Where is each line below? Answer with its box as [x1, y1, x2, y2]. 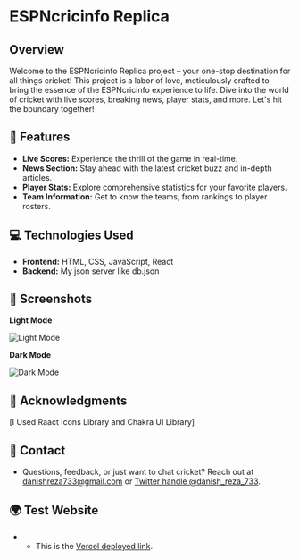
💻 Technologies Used [9, 228, 134, 243]
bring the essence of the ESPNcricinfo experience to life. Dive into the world [9, 85, 290, 95]
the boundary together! [9, 104, 96, 114]
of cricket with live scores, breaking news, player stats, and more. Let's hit [9, 94, 283, 105]
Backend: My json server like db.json [21, 266, 160, 276]
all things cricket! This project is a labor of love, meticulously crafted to [9, 75, 270, 86]
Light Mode [9, 315, 53, 326]
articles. [21, 172, 53, 182]
